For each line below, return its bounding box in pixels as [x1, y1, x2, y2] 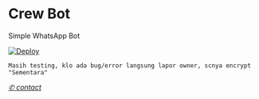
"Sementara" [8, 68, 48, 76]
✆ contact [8, 82, 42, 92]
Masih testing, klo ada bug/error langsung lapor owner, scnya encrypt [8, 61, 251, 70]
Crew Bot [8, 5, 71, 23]
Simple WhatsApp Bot [8, 31, 80, 40]
